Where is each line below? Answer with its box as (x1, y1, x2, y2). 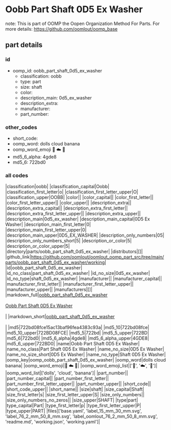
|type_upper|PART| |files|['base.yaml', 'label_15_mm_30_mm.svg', (5, 408, 142, 414)
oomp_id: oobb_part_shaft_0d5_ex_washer (12, 67, 102, 73)
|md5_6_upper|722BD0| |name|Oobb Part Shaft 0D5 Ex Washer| (5, 341, 140, 347)
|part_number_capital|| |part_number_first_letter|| (5, 375, 109, 382)
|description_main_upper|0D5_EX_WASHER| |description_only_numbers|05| (5, 232, 164, 238)
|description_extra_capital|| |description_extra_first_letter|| (5, 205, 128, 211)
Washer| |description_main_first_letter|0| (5, 221, 91, 227)
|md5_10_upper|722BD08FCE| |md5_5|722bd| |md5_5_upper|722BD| (5, 330, 150, 336)
